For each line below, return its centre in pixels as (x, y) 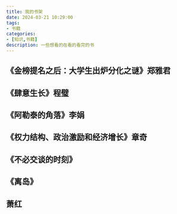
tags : (13, 23)
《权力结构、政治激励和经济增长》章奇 (77, 137)
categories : (21, 34)
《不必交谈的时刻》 (41, 159)
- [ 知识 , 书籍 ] (22, 39)
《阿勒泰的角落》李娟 (45, 115)
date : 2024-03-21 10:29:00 (40, 17)
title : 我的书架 (24, 12)
